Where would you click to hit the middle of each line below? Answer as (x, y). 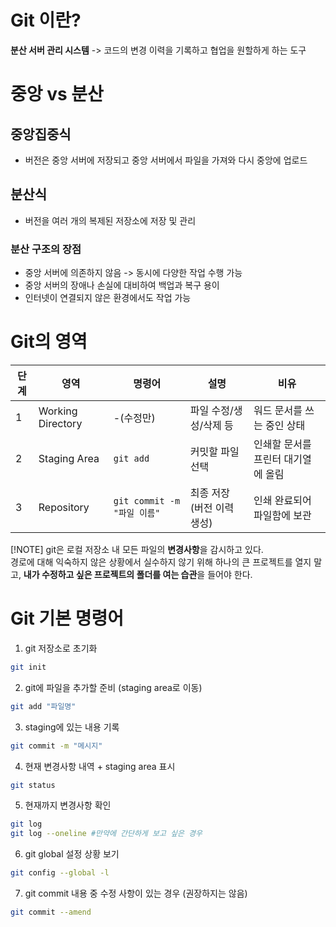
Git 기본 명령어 (67, 618)
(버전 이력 (212, 508)
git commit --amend (51, 912)
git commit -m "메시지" (56, 746)
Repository (64, 507)
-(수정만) (134, 418)
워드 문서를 (278, 410)
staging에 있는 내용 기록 (72, 727)
